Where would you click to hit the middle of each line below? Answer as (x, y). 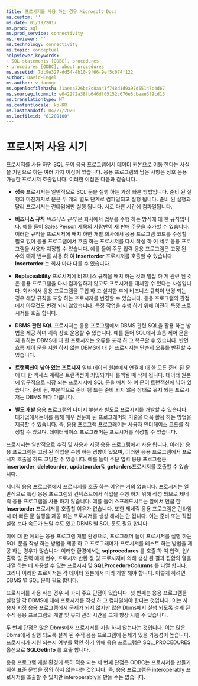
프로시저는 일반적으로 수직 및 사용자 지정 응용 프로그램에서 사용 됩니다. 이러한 (95, 444)
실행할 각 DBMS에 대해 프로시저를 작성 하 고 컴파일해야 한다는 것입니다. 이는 (94, 600)
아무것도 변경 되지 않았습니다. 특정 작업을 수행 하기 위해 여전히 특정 (103, 305)
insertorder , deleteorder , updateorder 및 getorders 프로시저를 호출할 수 (92, 467)
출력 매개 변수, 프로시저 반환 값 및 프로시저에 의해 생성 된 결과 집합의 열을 (108, 558)
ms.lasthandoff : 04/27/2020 (41, 110)
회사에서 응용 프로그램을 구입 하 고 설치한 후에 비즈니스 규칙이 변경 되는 (105, 291)
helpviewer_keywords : (33, 56)
